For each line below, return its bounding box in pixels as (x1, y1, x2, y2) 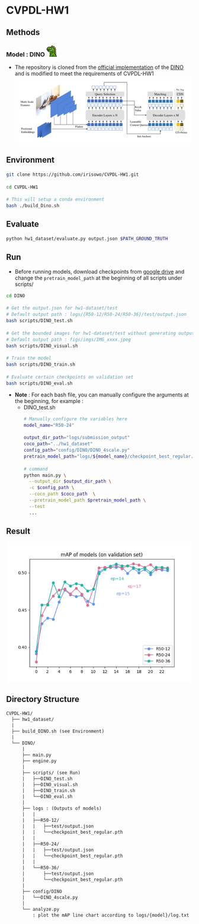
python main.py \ (23, 472, 67, 478)
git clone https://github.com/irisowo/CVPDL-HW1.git (6, 172, 139, 177)
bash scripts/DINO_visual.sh (6, 342, 78, 349)
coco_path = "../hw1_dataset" (23, 441, 93, 447)
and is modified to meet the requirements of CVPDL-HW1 (14, 69, 154, 77)
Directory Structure (6, 694, 80, 704)
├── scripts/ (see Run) (21, 770, 81, 776)
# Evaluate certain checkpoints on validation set (6, 374, 134, 380)
